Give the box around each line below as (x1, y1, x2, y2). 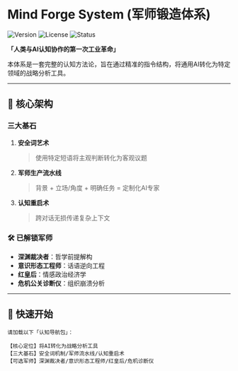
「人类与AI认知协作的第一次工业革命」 (7, 45, 120, 53)
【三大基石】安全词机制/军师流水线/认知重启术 (7, 350, 125, 357)
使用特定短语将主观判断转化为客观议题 (35, 153, 147, 162)
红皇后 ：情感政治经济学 (17, 270, 86, 278)
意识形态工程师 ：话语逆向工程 (17, 261, 105, 269)
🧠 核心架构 (7, 98, 53, 110)
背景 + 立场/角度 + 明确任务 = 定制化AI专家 (35, 183, 160, 192)
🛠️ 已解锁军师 (7, 232, 53, 242)
